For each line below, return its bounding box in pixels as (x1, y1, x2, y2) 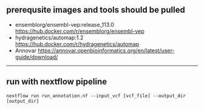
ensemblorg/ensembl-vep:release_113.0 (15, 21, 114, 28)
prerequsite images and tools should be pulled (6, 5, 185, 15)
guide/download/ (15, 53, 58, 60)
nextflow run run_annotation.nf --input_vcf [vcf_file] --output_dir (6, 92, 186, 99)
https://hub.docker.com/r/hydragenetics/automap (15, 40, 140, 47)
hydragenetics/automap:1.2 (15, 33, 84, 41)
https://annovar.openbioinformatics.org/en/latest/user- (38, 47, 175, 54)
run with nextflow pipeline (6, 77, 107, 87)
